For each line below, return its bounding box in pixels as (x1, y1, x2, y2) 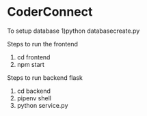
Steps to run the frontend (7, 40, 79, 48)
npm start (16, 60, 44, 68)
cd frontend (16, 53, 51, 61)
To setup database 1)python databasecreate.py (7, 27, 140, 35)
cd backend (16, 87, 51, 95)
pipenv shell (16, 93, 51, 102)
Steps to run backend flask (7, 73, 83, 82)
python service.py (16, 101, 68, 109)
